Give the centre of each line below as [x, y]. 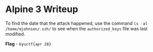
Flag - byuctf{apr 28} [28, 43]
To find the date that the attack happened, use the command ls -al [76, 23]
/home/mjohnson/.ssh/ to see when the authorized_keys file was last [76, 28]
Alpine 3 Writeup [42, 9]
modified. [15, 34]
